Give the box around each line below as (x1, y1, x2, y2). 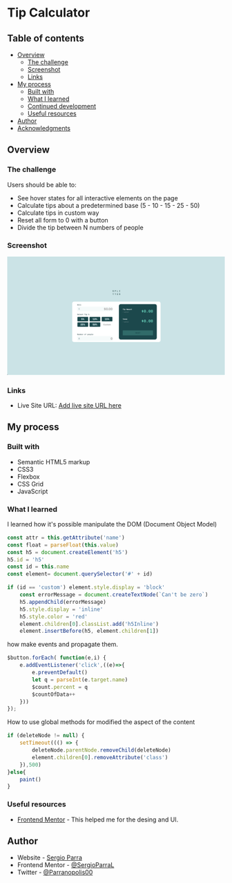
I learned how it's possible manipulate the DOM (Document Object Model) (7, 520, 217, 528)
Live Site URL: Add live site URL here (17, 401, 122, 409)
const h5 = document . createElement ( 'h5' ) (7, 549, 128, 556)
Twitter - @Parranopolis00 (17, 868, 93, 877)
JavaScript (17, 487, 48, 495)
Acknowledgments (17, 124, 71, 132)
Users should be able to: (7, 180, 77, 189)
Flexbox (17, 472, 40, 481)
